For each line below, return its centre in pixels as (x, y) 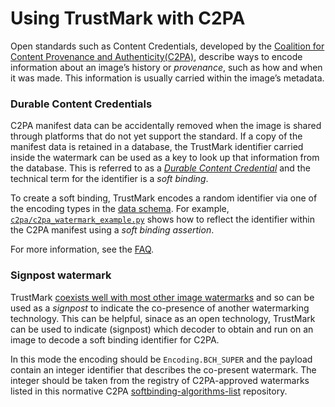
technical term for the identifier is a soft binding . (109, 179)
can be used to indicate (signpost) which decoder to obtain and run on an (162, 329)
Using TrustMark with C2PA (128, 18)
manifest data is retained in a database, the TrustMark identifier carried (157, 147)
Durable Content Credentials (81, 104)
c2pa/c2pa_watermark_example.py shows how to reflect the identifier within (162, 219)
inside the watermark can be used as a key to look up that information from (165, 158)
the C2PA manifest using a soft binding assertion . (112, 230)
